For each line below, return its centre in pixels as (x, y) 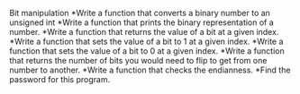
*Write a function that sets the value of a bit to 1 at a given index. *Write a (146, 41)
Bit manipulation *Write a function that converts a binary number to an (140, 13)
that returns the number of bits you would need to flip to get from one (138, 60)
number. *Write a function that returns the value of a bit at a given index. (144, 32)
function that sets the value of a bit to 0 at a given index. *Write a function (147, 51)
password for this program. (60, 79)
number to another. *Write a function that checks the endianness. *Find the (150, 70)
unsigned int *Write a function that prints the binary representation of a (142, 22)
